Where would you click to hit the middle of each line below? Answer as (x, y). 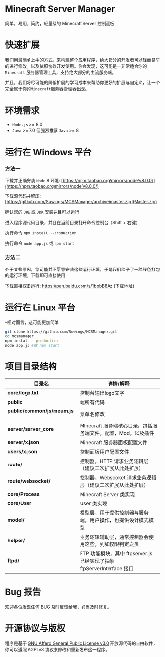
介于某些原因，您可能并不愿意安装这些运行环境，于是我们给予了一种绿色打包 (82, 269)
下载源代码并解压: (23, 196)
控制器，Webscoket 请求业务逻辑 (118, 477)
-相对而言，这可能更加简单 (32, 322)
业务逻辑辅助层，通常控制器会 (114, 537)
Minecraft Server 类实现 (107, 494)
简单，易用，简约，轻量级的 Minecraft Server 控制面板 (60, 23)
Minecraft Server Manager (60, 9)
